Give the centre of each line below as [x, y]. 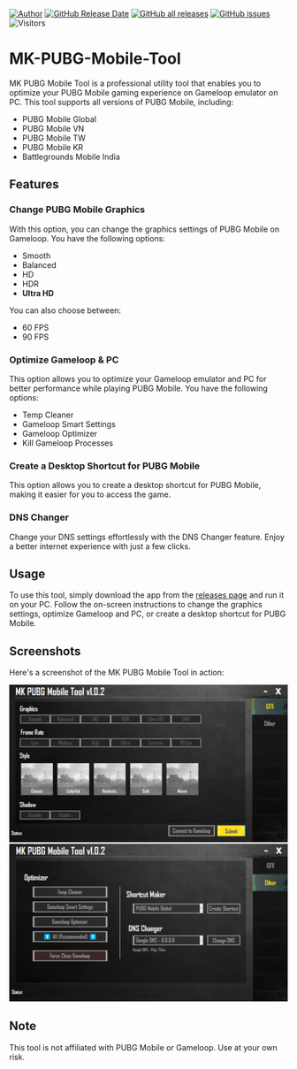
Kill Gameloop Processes [67, 443]
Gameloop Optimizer [60, 433]
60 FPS [35, 327]
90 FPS [35, 337]
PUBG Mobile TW [54, 138]
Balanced [39, 264]
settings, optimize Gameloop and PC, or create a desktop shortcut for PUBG [148, 614]
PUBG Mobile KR [53, 147]
